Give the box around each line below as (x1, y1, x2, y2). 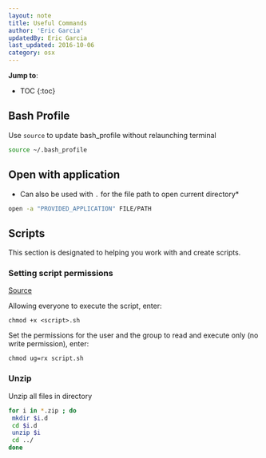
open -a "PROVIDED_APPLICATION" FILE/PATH (8, 204, 152, 212)
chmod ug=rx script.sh (8, 354, 84, 363)
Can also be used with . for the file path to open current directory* (19, 189, 240, 199)
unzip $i (11, 428, 42, 437)
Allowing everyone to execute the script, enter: (8, 301, 162, 311)
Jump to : (8, 71, 38, 80)
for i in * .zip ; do (8, 406, 77, 415)
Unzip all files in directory (8, 391, 93, 401)
